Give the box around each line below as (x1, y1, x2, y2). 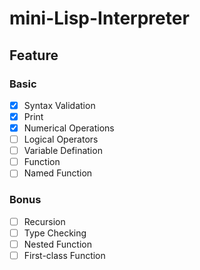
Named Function (23, 167, 93, 179)
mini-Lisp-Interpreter (9, 7, 190, 30)
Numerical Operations (23, 122, 115, 134)
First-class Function (23, 249, 106, 261)
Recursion (23, 215, 66, 227)
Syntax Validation (23, 99, 96, 111)
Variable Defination (23, 145, 103, 157)
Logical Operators (23, 133, 99, 146)
